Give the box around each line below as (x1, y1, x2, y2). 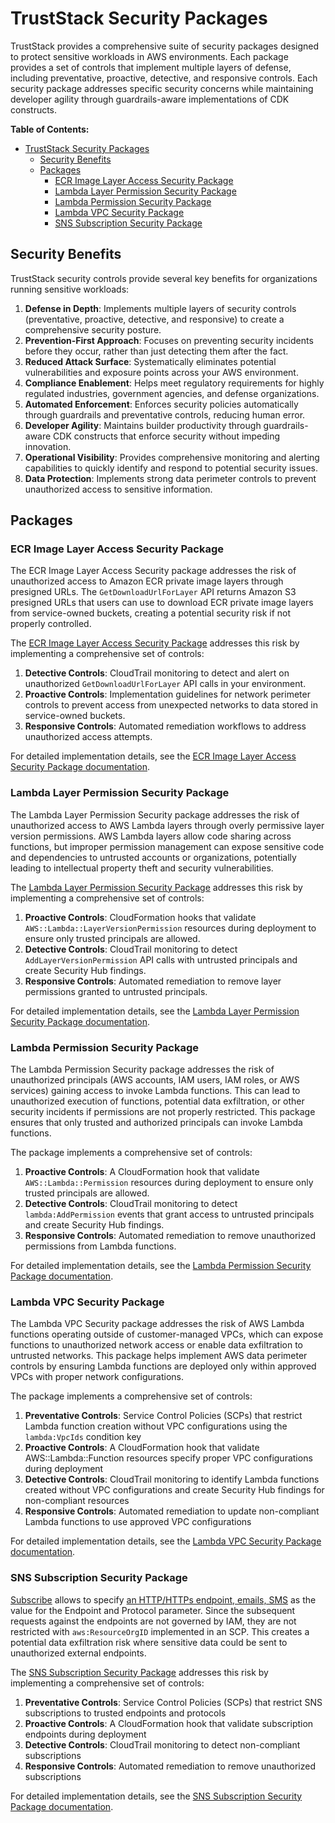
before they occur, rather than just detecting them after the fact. (24, 345, 289, 357)
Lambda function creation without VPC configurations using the (24, 1420, 288, 1432)
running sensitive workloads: (10, 283, 130, 295)
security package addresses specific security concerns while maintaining (10, 82, 314, 94)
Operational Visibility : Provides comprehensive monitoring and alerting (24, 451, 320, 463)
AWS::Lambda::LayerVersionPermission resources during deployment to (24, 922, 317, 934)
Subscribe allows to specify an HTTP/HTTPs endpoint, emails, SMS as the (10, 1593, 317, 1606)
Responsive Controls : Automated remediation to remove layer (24, 975, 282, 987)
